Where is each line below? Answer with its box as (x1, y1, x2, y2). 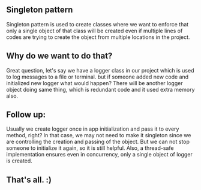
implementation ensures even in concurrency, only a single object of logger (6, 151, 193, 158)
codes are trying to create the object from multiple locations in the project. (6, 33, 190, 41)
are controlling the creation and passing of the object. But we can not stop (6, 138, 190, 146)
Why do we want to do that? (6, 51, 113, 61)
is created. (6, 157, 33, 164)
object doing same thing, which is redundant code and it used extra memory (6, 86, 195, 93)
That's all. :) (6, 174, 52, 185)
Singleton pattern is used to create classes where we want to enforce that (6, 20, 189, 28)
